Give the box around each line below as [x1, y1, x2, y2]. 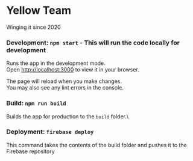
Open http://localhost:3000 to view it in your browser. [6, 66, 140, 73]
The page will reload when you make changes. [6, 77, 122, 85]
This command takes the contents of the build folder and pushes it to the [6, 141, 187, 148]
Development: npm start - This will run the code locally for [6, 38, 180, 47]
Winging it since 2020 [6, 23, 62, 31]
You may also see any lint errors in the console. [6, 84, 124, 91]
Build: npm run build [6, 99, 66, 108]
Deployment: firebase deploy [6, 127, 94, 136]
